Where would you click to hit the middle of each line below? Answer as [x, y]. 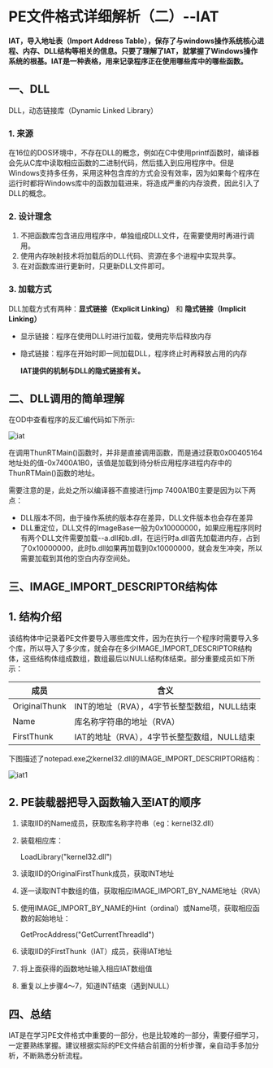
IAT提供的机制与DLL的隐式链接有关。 [82, 370]
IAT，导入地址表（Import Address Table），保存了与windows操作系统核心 [133, 41]
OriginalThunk [39, 706]
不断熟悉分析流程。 [54, 1056]
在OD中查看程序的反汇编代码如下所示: [72, 420]
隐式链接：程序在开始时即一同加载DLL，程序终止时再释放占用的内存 [134, 353]
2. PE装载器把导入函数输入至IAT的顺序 [105, 802]
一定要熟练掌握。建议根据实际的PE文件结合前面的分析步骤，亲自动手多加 [130, 1045]
